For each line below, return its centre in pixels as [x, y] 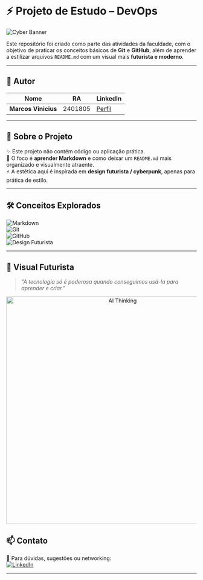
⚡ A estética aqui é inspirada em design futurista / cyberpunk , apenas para [101, 171]
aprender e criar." [43, 288]
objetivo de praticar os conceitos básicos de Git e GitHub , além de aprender [101, 50]
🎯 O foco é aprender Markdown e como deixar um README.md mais [89, 158]
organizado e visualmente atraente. [50, 164]
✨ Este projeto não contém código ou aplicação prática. [76, 151]
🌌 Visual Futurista [40, 267]
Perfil [104, 108]
